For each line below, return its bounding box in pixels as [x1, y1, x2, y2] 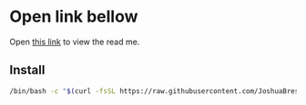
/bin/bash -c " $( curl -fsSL [9, 86, 117, 96]
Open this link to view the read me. [9, 36, 140, 47]
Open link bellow [9, 6, 138, 27]
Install [9, 62, 46, 78]
